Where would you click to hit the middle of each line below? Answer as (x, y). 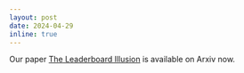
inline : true (33, 34)
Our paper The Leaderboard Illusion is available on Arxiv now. (122, 60)
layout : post (33, 17)
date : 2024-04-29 (41, 26)
